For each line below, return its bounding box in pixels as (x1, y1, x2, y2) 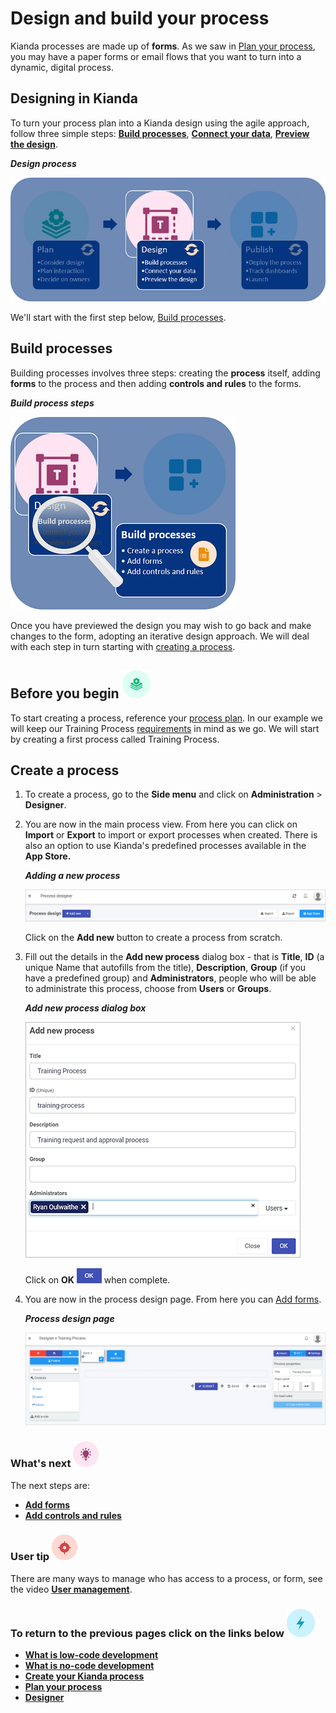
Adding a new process (24, 870, 121, 882)
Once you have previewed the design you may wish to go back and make (10, 619, 312, 631)
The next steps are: (10, 1479, 90, 1491)
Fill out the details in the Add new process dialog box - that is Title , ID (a (24, 951, 325, 963)
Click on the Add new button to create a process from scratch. (24, 932, 283, 944)
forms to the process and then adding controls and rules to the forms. (10, 377, 302, 389)
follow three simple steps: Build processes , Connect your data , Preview (10, 127, 310, 139)
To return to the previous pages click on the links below (10, 1626, 285, 1640)
